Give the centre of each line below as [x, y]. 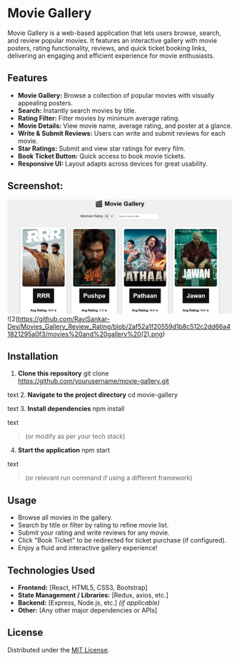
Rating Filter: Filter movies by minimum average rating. [99, 118]
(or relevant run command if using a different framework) [108, 478]
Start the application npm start [64, 450]
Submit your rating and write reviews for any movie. [93, 533]
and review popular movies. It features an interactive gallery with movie [112, 40]
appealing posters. [45, 103]
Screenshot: [35, 186]
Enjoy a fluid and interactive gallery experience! [88, 548]
